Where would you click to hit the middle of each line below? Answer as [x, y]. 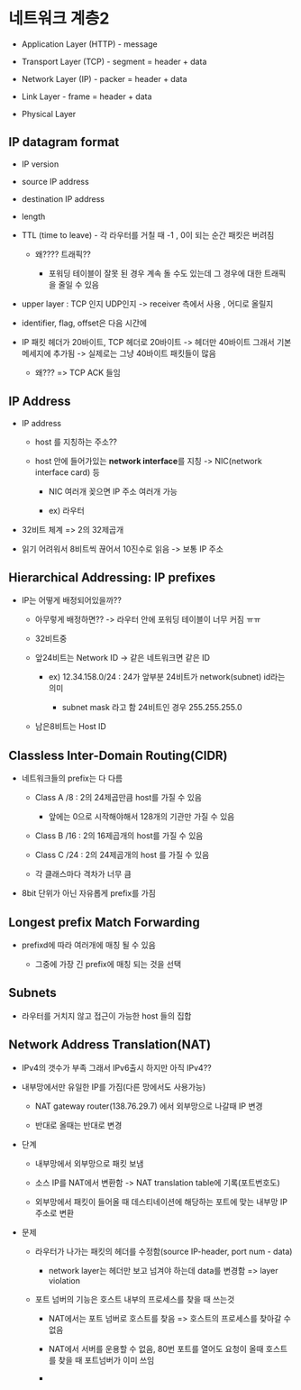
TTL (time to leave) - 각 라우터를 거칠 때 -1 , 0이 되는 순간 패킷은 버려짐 [148, 234]
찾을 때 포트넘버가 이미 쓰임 [106, 1360]
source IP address [55, 181]
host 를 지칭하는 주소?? [76, 442]
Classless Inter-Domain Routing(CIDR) [118, 755]
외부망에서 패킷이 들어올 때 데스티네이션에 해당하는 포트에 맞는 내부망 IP [161, 1202]
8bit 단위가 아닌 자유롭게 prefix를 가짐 [89, 893]
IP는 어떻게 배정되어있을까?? [72, 600]
